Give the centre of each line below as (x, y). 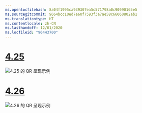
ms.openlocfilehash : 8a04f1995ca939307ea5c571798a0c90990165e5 (71, 10)
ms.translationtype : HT (29, 19)
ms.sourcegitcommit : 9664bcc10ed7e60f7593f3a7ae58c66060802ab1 (71, 14)
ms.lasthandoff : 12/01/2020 (34, 28)
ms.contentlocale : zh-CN (30, 23)
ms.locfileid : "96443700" (31, 32)
